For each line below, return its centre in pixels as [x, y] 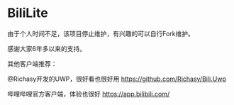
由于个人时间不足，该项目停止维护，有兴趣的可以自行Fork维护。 [101, 33]
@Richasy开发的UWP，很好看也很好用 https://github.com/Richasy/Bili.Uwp [117, 79]
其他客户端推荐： [32, 63]
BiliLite [28, 13]
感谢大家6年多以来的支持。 [47, 48]
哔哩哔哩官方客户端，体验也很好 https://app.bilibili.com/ [89, 94]
